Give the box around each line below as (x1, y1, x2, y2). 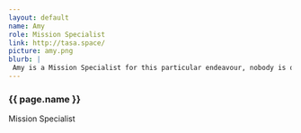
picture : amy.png (8, 47, 74, 56)
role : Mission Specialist (8, 30, 105, 39)
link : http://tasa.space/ (8, 38, 105, 48)
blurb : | (8, 55, 41, 64)
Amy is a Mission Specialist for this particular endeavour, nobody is (12, 64, 287, 73)
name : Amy (8, 22, 46, 31)
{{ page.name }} (8, 93, 82, 105)
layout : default (8, 13, 69, 22)
